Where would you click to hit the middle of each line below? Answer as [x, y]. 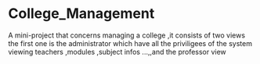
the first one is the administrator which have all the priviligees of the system [130, 43]
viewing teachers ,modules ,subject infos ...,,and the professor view [117, 52]
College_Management [81, 14]
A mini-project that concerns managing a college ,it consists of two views [126, 35]
